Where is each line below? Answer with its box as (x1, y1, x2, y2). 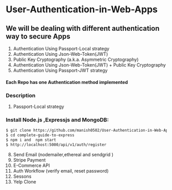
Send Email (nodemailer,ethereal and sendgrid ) (13, 151, 114, 157)
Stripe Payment (13, 157, 46, 163)
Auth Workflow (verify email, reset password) (13, 167, 109, 174)
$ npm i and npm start (6, 137, 57, 142)
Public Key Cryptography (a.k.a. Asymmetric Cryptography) (13, 56, 139, 62)
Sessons (13, 173, 32, 179)
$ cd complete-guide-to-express (6, 133, 75, 138)
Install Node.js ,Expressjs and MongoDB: (6, 116, 109, 123)
